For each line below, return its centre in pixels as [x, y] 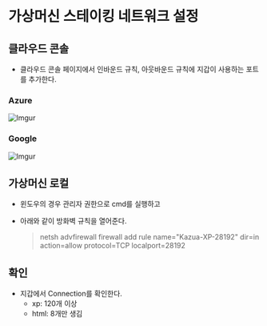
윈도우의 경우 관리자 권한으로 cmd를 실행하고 [90, 204]
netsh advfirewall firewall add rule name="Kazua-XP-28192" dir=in [149, 237]
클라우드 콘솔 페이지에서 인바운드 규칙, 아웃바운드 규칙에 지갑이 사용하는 [132, 69]
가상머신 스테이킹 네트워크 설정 [104, 16]
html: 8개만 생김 [57, 314]
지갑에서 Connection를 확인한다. [71, 294]
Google [23, 139]
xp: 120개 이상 [54, 304]
